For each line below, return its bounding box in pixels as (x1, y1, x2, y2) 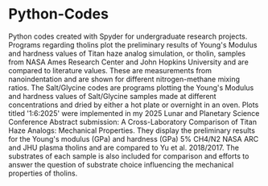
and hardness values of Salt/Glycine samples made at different (8, 91, 216, 101)
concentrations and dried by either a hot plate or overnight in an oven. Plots (8, 100, 259, 110)
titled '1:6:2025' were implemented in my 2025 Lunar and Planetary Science (8, 108, 260, 118)
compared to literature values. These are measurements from (8, 65, 212, 75)
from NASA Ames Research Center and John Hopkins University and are (8, 57, 249, 67)
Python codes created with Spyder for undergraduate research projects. (8, 31, 248, 41)
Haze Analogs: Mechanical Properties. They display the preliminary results (8, 126, 256, 135)
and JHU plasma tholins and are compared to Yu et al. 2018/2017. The (8, 143, 240, 152)
